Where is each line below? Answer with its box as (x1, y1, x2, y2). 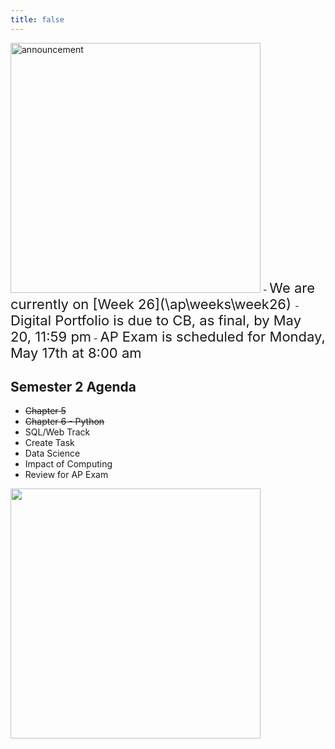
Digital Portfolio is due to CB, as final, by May (10, 311, 302, 329)
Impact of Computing (24, 458, 113, 470)
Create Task (24, 437, 75, 449)
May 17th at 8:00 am (10, 344, 142, 361)
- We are (262, 279, 315, 296)
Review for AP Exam (24, 469, 109, 481)
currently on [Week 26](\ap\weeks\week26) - (10, 295, 300, 313)
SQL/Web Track (24, 426, 91, 438)
